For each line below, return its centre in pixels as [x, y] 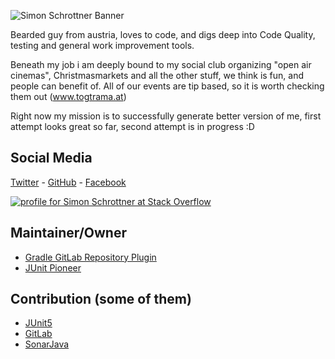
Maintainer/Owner [69, 233]
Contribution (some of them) [101, 299]
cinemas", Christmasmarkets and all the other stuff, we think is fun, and [157, 75]
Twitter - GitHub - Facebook [68, 182]
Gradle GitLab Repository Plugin [90, 257]
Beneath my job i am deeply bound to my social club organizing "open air [161, 64]
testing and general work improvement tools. [102, 45]
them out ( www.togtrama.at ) [68, 96]
